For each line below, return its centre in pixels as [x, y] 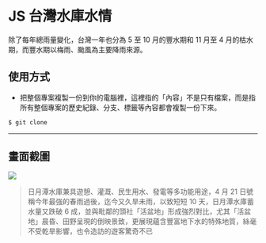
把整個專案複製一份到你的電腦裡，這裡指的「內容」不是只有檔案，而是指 [137, 97]
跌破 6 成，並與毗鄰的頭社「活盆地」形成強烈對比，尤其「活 [146, 211]
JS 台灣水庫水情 [60, 16]
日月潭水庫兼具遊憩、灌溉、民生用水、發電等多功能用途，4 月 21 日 [137, 192]
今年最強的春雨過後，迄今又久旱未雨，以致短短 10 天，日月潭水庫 [141, 202]
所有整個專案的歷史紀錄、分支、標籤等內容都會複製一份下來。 [120, 107]
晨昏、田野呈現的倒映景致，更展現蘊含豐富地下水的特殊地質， [142, 222]
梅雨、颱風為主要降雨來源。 [102, 49]
